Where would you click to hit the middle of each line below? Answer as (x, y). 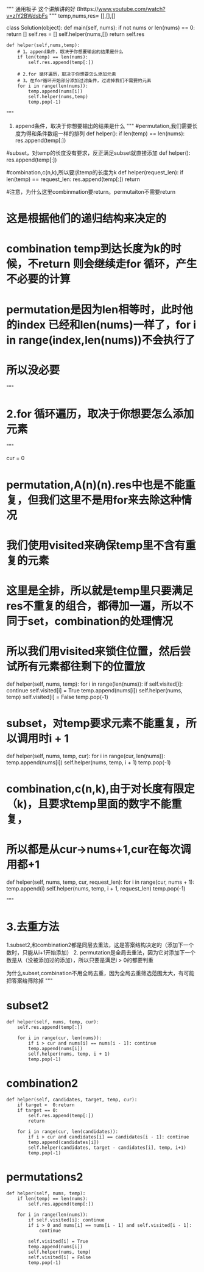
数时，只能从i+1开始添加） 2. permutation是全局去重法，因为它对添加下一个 (101, 952)
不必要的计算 (39, 279)
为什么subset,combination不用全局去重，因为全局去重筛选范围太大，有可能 (100, 973)
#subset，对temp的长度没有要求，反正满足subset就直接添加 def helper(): (98, 153)
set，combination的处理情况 (100, 621)
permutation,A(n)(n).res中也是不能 (96, 485)
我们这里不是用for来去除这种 (110, 500)
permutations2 (45, 1177)
